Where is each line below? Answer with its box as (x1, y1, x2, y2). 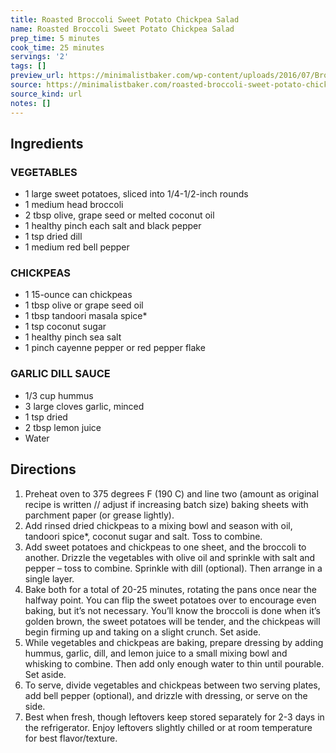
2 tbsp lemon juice (24, 421, 102, 433)
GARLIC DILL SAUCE (10, 367, 111, 381)
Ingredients (10, 135, 84, 152)
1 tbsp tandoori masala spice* (24, 310, 148, 322)
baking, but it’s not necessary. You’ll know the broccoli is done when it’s (24, 604, 321, 616)
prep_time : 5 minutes (10, 33, 101, 43)
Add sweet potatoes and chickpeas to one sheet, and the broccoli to (24, 541, 307, 553)
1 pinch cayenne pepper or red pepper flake (24, 342, 206, 354)
